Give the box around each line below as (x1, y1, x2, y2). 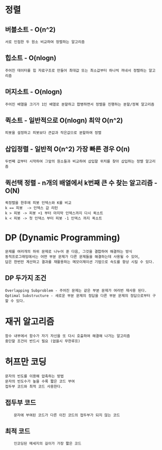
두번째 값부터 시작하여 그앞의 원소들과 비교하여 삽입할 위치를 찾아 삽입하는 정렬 (5, 159, 144, 164)
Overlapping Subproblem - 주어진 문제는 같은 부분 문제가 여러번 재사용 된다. (5, 288, 147, 293)
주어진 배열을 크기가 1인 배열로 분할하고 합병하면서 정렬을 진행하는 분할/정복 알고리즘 (5, 102, 155, 107)
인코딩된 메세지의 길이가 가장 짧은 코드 (14, 441, 82, 446)
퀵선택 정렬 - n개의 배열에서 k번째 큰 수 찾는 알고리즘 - (5, 178, 158, 187)
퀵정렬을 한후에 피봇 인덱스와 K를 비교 (5, 200, 72, 205)
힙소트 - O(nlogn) (5, 54, 57, 62)
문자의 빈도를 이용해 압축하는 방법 (5, 373, 64, 378)
